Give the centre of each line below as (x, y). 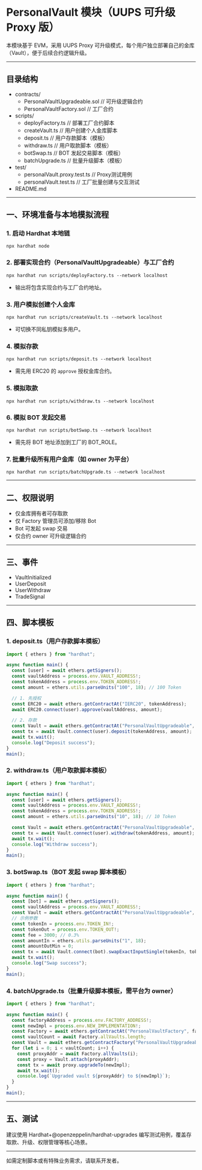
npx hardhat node (28, 246)
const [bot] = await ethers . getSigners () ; (66, 901)
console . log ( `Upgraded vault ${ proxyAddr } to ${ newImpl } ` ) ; (94, 1076)
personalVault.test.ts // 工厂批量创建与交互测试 (82, 182)
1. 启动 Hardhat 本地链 (38, 234)
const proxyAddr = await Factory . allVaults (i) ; (78, 1054)
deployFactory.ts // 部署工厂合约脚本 (69, 123)
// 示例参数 (25, 918)
